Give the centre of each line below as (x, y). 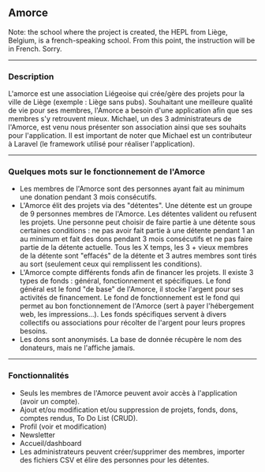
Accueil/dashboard (50, 443)
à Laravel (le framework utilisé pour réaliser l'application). (102, 144)
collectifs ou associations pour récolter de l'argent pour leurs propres (132, 323)
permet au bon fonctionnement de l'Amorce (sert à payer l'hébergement (137, 306)
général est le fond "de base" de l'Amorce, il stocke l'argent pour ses (131, 289)
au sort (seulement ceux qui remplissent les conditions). (111, 264)
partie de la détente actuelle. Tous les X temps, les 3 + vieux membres (134, 247)
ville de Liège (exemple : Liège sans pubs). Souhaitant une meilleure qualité (131, 102)
